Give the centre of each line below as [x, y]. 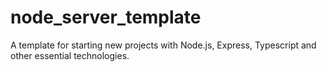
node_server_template [106, 17]
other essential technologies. [70, 55]
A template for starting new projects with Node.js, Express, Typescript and [163, 45]
